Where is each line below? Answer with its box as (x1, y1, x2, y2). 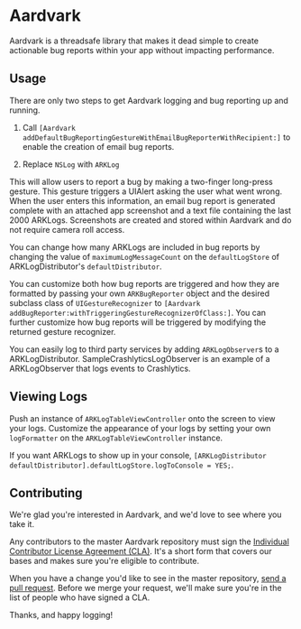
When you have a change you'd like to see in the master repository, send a (9, 573, 287, 584)
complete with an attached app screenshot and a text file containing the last (9, 205, 291, 216)
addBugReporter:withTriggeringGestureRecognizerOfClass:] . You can (9, 307, 267, 318)
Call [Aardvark (22, 122, 77, 133)
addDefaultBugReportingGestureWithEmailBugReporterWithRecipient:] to (22, 132, 291, 143)
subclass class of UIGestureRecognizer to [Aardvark (9, 297, 201, 308)
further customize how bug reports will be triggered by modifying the (9, 317, 267, 328)
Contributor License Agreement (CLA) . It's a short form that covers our (9, 546, 272, 557)
